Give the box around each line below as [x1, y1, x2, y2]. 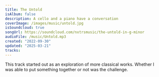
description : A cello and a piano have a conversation [5, 16, 119, 21]
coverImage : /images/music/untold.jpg [5, 20, 84, 26]
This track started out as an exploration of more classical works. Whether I [5, 61, 155, 67]
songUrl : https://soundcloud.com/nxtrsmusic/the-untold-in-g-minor [5, 30, 145, 35]
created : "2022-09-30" [5, 39, 51, 44]
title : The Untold [5, 7, 42, 12]
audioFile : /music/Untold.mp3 [5, 35, 67, 39]
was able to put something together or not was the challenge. [5, 66, 128, 72]
